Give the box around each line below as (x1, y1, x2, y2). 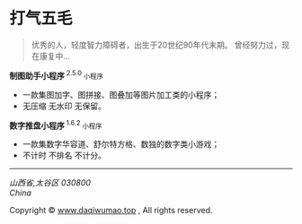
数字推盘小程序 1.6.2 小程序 (9, 118, 102, 131)
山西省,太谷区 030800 (9, 177, 92, 188)
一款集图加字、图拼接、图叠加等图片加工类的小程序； (22, 89, 220, 99)
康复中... (39, 50, 70, 61)
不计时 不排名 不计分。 (22, 150, 106, 161)
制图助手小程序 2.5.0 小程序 (9, 68, 103, 81)
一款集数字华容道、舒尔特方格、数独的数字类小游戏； (22, 139, 220, 150)
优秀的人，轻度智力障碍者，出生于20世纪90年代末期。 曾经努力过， (31, 39, 282, 50)
